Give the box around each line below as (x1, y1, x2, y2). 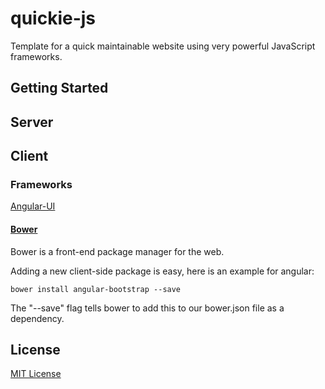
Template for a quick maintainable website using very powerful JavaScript (10, 40, 316, 52)
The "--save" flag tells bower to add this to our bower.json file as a (10, 302, 285, 314)
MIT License (10, 368, 62, 380)
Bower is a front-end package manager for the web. (10, 245, 225, 257)
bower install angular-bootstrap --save (10, 284, 182, 294)
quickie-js (10, 7, 97, 30)
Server (10, 113, 54, 131)
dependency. (10, 312, 65, 324)
